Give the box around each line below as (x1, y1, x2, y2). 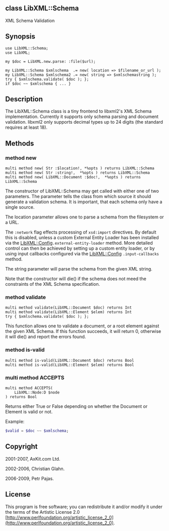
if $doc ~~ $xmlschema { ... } (5, 81, 71, 86)
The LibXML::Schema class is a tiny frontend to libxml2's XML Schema (5, 108, 152, 115)
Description (5, 95, 43, 103)
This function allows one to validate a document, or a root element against (5, 323, 159, 329)
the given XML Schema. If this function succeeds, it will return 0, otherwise (5, 328, 161, 334)
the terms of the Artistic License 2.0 (5, 509, 80, 515)
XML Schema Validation (5, 17, 55, 23)
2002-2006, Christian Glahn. (5, 466, 65, 472)
